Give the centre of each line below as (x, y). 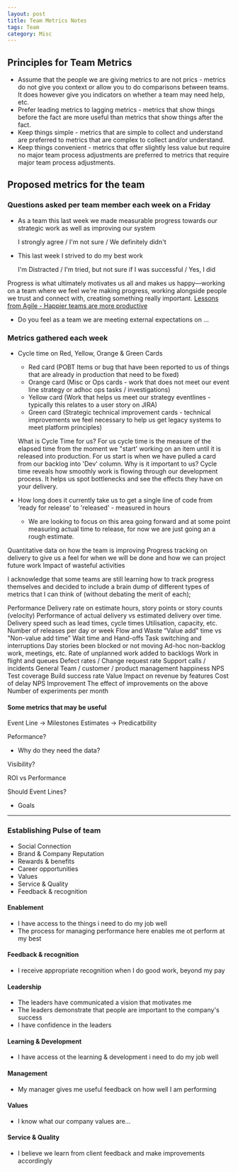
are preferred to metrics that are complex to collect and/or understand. (121, 140)
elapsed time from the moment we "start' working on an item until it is (119, 449)
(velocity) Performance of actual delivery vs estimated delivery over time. (114, 615)
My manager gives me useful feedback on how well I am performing (117, 1089)
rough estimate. (51, 537)
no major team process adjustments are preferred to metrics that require (123, 155)
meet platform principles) (65, 427)
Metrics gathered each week (58, 338)
